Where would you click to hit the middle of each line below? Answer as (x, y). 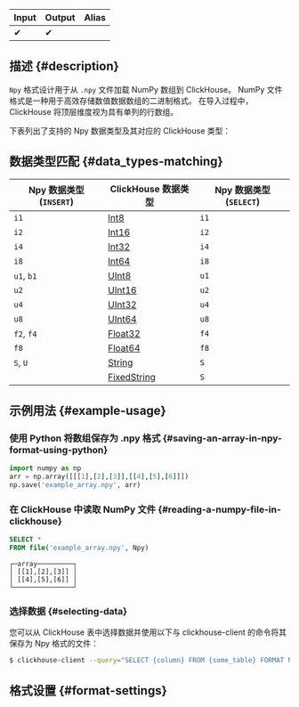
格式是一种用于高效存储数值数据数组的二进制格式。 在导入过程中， (131, 101)
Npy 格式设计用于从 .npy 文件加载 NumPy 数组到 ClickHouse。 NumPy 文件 (146, 89)
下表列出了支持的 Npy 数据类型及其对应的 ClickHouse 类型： (120, 130)
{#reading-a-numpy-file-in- (219, 509)
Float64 (124, 348)
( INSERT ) (56, 201)
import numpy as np (45, 468)
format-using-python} (59, 450)
